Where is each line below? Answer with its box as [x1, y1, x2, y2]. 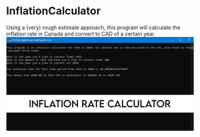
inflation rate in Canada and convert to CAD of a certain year [6, 30, 155, 37]
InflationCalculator [6, 4, 101, 18]
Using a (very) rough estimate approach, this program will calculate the [6, 24, 180, 31]
